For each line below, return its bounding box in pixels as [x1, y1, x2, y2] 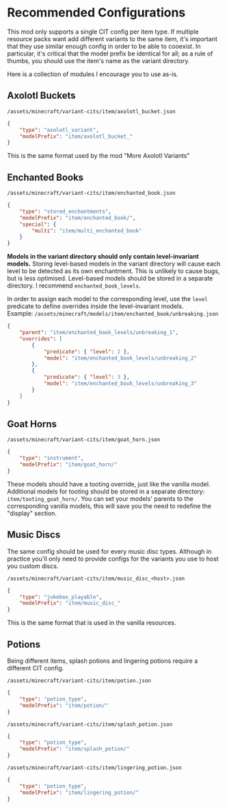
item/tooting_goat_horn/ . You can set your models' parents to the [7, 494, 193, 502]
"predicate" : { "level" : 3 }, [43, 374, 130, 381]
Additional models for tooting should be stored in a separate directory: [7, 487, 205, 495]
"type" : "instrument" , [19, 455, 84, 462]
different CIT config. [7, 664, 64, 672]
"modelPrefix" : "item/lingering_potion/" [19, 789, 139, 796]
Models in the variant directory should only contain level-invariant [7, 253, 200, 261]
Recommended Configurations [7, 5, 186, 21]
